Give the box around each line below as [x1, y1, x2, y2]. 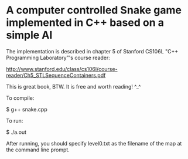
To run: [6, 117, 23, 124]
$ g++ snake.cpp [6, 106, 48, 113]
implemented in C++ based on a [6, 16, 164, 29]
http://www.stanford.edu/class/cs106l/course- [6, 65, 118, 72]
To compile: [6, 94, 35, 102]
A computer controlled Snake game [6, 4, 182, 17]
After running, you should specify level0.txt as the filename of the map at [6, 140, 182, 147]
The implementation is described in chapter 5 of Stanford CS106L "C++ [6, 48, 179, 55]
